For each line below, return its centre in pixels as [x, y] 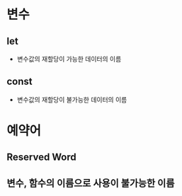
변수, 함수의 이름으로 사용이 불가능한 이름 [91, 183]
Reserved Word [42, 157]
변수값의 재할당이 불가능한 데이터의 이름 [72, 99]
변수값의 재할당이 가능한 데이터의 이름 [69, 59]
